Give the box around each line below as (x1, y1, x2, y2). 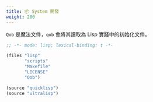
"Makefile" (24, 64, 51, 70)
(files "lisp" (6, 53, 41, 59)
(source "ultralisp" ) (6, 90, 59, 96)
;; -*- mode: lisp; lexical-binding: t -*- (6, 42, 114, 48)
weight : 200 (6, 14, 35, 20)
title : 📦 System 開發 (6, 8, 60, 15)
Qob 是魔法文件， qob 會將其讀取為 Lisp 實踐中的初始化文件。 (6, 30, 150, 38)
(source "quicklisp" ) (6, 85, 59, 91)
